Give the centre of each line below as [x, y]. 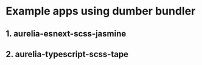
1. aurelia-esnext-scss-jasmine [66, 34]
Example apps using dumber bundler [101, 11]
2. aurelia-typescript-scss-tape [67, 54]
